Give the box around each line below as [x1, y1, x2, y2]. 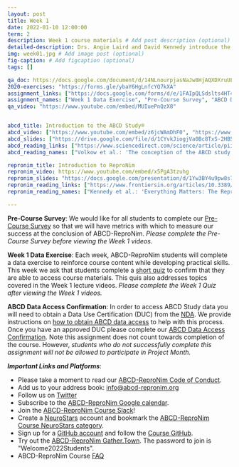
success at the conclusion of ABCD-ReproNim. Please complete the [7, 229, 206, 238]
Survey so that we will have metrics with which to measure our [30, 221, 214, 230]
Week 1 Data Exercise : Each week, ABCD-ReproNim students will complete [7, 251, 228, 259]
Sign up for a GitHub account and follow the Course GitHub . [17, 428, 193, 437]
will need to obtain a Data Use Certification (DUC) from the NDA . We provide [7, 310, 232, 318]
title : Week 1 [7, 17, 50, 24]
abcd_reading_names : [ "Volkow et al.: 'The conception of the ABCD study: [7, 149, 234, 156]
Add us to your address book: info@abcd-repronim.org [17, 383, 179, 391]
